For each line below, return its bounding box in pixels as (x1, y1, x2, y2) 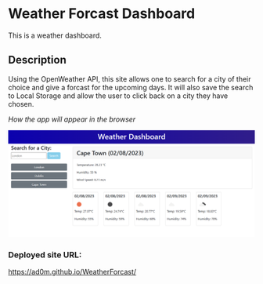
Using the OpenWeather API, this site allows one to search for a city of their (8, 74, 251, 83)
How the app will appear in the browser (8, 115, 136, 124)
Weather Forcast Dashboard (8, 5, 196, 23)
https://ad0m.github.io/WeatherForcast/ (8, 268, 137, 277)
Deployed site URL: (8, 249, 82, 260)
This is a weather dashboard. (8, 31, 102, 40)
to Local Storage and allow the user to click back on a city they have (8, 91, 229, 100)
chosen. (8, 99, 34, 108)
